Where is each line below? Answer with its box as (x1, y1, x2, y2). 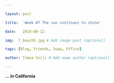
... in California (5, 73, 36, 79)
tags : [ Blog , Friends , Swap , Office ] (5, 47, 82, 52)
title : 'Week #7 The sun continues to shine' (5, 20, 101, 25)
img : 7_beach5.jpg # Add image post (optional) (5, 38, 106, 43)
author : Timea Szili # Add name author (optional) (5, 56, 110, 61)
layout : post (5, 11, 32, 16)
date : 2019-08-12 (5, 29, 45, 34)
